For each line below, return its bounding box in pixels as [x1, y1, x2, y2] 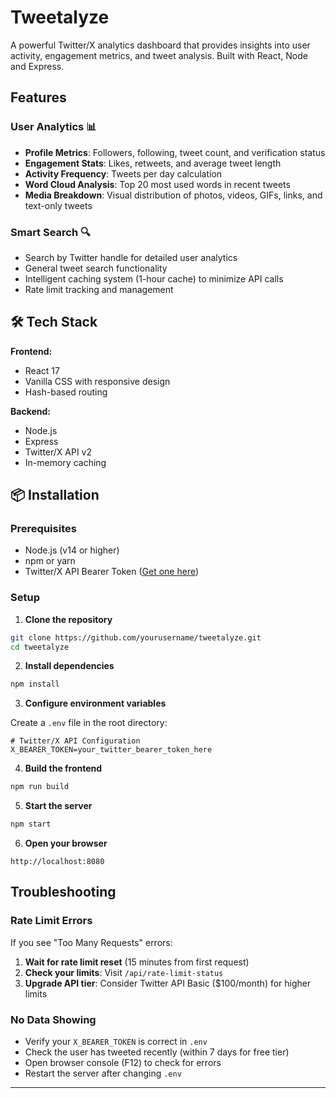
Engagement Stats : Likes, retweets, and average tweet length [24, 157, 282, 169]
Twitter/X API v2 [24, 446, 93, 458]
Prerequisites [10, 522, 77, 536]
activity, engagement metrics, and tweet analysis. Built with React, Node [10, 49, 308, 61]
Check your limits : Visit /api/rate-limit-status [24, 966, 224, 978]
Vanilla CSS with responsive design [24, 375, 171, 387]
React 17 [24, 364, 60, 376]
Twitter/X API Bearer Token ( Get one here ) [24, 566, 200, 578]
